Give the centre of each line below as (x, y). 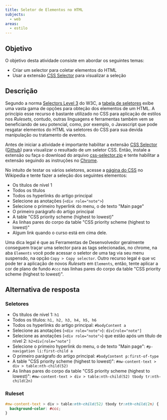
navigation (24, 351)
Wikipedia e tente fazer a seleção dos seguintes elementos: (66, 175)
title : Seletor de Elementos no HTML (44, 10)
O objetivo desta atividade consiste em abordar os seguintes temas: (75, 60)
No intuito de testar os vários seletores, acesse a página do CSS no (74, 170)
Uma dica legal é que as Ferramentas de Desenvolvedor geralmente (75, 242)
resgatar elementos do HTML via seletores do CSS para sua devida (74, 130)
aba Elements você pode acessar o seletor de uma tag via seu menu (75, 253)
